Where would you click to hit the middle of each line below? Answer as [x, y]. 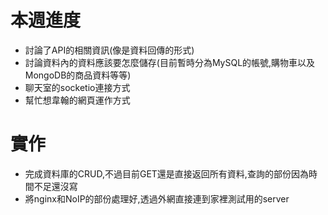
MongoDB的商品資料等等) [78, 75]
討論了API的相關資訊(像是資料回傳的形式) [109, 50]
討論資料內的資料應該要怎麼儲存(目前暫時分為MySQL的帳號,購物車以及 [170, 62]
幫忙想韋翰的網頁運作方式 [77, 100]
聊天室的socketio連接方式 [77, 87]
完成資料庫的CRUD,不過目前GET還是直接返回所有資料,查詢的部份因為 [166, 173]
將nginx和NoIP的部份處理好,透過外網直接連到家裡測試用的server [157, 198]
